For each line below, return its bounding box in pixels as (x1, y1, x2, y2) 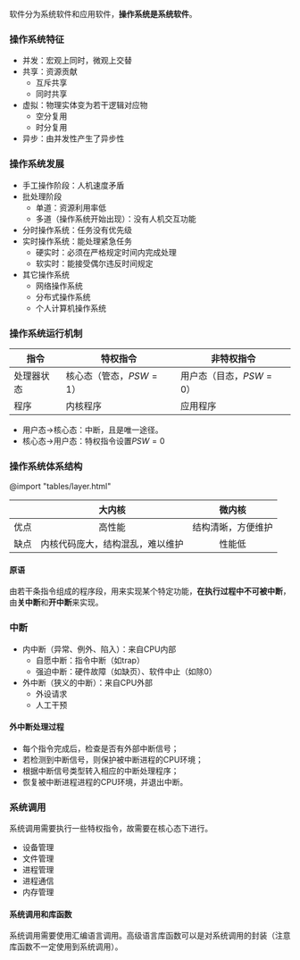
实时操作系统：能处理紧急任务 (21, 236, 132, 246)
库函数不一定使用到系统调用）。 (9, 941, 123, 952)
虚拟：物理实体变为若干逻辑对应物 (21, 100, 148, 111)
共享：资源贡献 (21, 66, 78, 77)
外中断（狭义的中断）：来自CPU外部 (21, 677, 154, 688)
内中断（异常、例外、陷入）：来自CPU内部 (21, 643, 177, 655)
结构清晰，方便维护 (192, 522, 274, 534)
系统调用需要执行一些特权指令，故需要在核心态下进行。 (9, 823, 212, 834)
